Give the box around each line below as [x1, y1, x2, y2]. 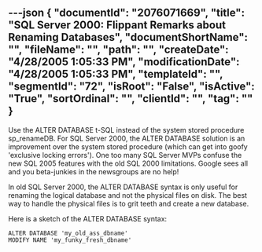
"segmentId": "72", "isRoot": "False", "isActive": [8, 80, 256, 93]
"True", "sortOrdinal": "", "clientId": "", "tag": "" [8, 92, 253, 105]
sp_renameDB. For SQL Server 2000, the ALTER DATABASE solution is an [8, 133, 245, 143]
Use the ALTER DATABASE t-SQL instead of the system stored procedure [8, 125, 245, 134]
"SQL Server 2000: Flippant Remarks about [8, 19, 227, 32]
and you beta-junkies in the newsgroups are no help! [8, 166, 179, 176]
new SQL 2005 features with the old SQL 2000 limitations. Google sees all [8, 159, 249, 168]
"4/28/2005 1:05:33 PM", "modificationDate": [8, 55, 240, 69]
